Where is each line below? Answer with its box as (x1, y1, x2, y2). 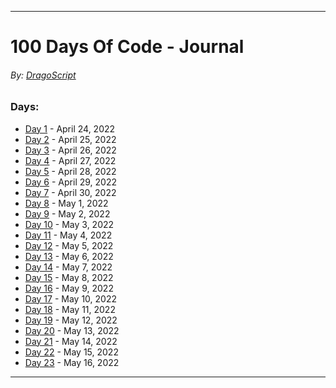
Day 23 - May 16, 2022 (24, 356, 120, 368)
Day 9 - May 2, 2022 (24, 207, 111, 220)
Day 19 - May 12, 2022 (24, 314, 118, 326)
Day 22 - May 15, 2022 (24, 346, 119, 358)
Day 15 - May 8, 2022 (24, 271, 114, 283)
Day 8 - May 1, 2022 (24, 197, 109, 209)
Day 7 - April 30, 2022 (24, 186, 117, 198)
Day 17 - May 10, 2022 (24, 292, 117, 305)
